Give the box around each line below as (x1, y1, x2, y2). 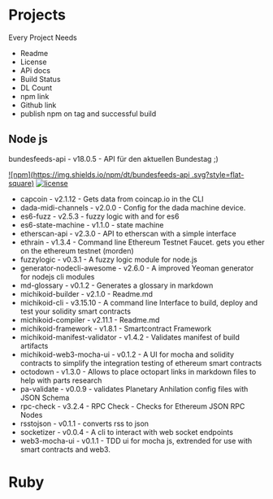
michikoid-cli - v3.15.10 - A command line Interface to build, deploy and (19, 297, 258, 307)
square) (8, 178, 35, 188)
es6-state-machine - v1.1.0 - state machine (19, 219, 164, 229)
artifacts (19, 341, 49, 350)
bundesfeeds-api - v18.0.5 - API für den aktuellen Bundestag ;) (8, 154, 219, 163)
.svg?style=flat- (191, 169, 245, 180)
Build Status (19, 74, 61, 84)
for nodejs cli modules (19, 271, 95, 281)
